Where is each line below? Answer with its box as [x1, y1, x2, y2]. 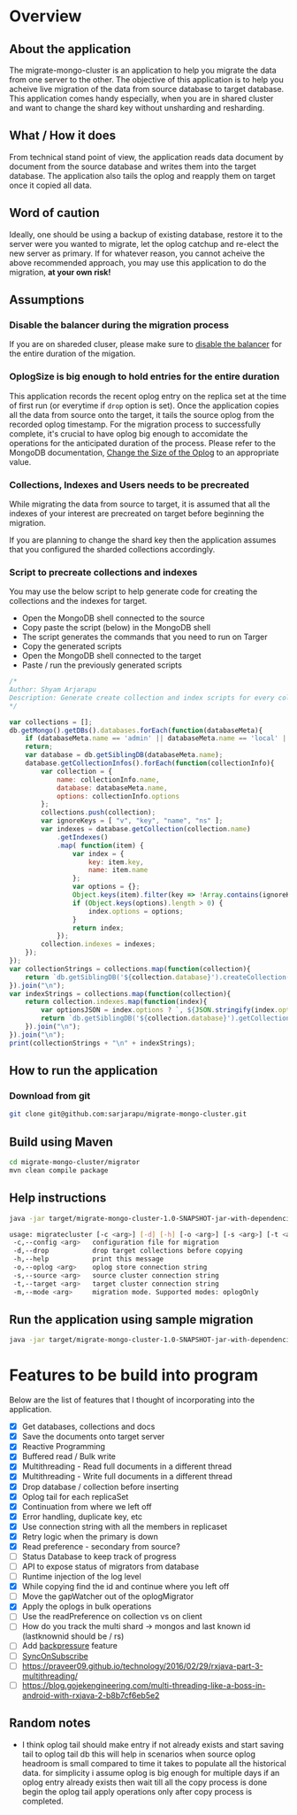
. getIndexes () [56, 832, 109, 842]
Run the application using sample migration [9, 1312, 254, 1327]
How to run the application [9, 1063, 158, 1078]
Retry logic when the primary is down [21, 1531, 159, 1541]
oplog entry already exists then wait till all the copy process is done [21, 1777, 268, 1788]
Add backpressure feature [21, 1641, 118, 1651]
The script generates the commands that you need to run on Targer [21, 631, 268, 643]
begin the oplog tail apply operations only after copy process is [21, 1786, 253, 1796]
